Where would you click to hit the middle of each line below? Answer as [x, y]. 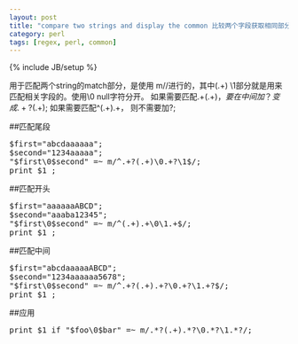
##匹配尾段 [30, 127]
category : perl [37, 34]
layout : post [33, 17]
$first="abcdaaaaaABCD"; [63, 268]
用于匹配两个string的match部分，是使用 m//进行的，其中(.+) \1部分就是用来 [146, 86]
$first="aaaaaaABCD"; [56, 206]
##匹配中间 [30, 251]
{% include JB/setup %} [53, 67]
